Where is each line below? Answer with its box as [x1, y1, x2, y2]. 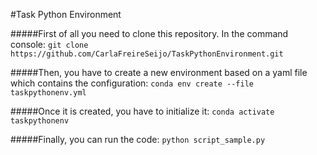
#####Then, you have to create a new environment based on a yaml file [10, 67, 308, 78]
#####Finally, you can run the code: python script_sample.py [10, 134, 266, 145]
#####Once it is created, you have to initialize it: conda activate [10, 105, 275, 117]
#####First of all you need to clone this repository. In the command [10, 28, 289, 39]
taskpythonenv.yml [10, 88, 87, 98]
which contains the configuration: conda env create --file [10, 77, 254, 89]
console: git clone [10, 39, 89, 50]
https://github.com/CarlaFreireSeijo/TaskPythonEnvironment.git [10, 49, 284, 59]
